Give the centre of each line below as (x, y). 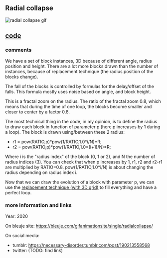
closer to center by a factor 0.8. (37, 112)
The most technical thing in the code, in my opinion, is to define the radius (81, 121)
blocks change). (22, 77)
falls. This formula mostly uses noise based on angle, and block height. (78, 91)
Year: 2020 (17, 216)
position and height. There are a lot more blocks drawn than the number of (82, 66)
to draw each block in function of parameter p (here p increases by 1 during (83, 127)
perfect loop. (18, 192)
